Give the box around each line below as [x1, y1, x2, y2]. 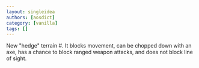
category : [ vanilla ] [6, 20, 58, 26]
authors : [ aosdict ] [6, 14, 55, 20]
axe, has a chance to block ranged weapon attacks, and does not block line [6, 49, 194, 56]
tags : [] [6, 25, 28, 32]
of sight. [6, 55, 27, 62]
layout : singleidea [6, 8, 55, 15]
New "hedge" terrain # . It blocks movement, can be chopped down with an [6, 42, 192, 49]
